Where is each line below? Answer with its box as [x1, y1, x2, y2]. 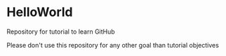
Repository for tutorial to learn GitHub [6, 27, 115, 36]
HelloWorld [6, 4, 73, 20]
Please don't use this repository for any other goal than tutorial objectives [6, 41, 219, 49]
